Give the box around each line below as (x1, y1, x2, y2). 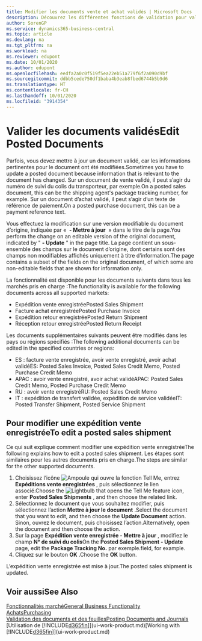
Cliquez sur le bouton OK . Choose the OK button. (14, 551, 137, 559)
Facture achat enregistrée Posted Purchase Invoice (14, 307, 141, 314)
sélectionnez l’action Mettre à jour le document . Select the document (14, 506, 188, 513)
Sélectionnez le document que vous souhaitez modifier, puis (14, 500, 165, 507)
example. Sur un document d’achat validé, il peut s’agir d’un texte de (6, 195, 176, 202)
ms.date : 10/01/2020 (6, 59, 58, 65)
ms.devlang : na (6, 37, 44, 43)
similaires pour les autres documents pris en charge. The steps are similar (6, 456, 188, 463)
